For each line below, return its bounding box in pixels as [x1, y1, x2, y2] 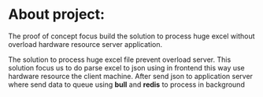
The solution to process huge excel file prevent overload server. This [8, 55, 232, 64]
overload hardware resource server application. [8, 39, 163, 48]
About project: [8, 5, 105, 23]
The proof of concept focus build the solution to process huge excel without [8, 31, 255, 41]
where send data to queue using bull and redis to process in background [8, 80, 246, 89]
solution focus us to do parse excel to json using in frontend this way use [8, 63, 246, 72]
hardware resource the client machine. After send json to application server [8, 71, 254, 81]
